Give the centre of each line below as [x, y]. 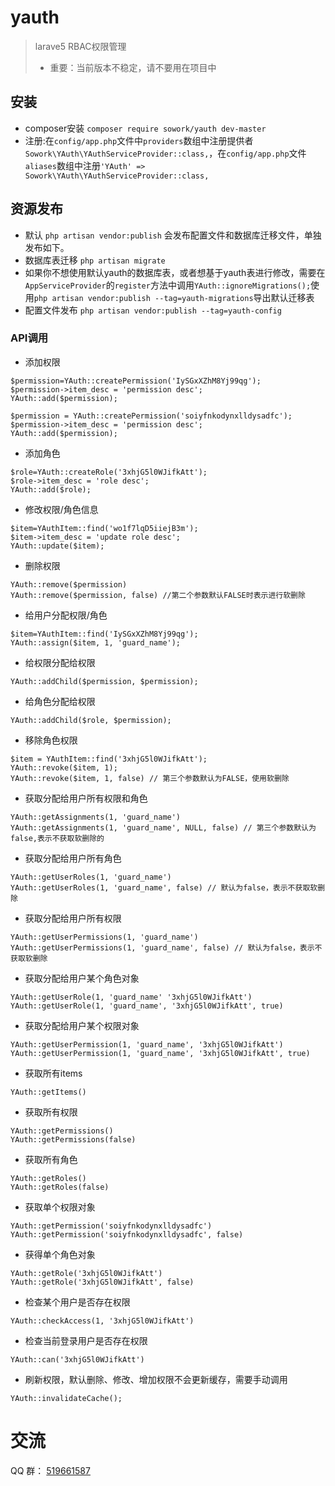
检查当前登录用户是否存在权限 [86, 1340]
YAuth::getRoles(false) [60, 1187]
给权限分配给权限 [60, 662]
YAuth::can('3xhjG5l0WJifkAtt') [77, 1359]
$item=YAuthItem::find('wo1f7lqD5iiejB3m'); [104, 528]
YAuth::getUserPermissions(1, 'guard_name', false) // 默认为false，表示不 [166, 947]
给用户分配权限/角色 [66, 615]
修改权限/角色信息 [61, 509]
